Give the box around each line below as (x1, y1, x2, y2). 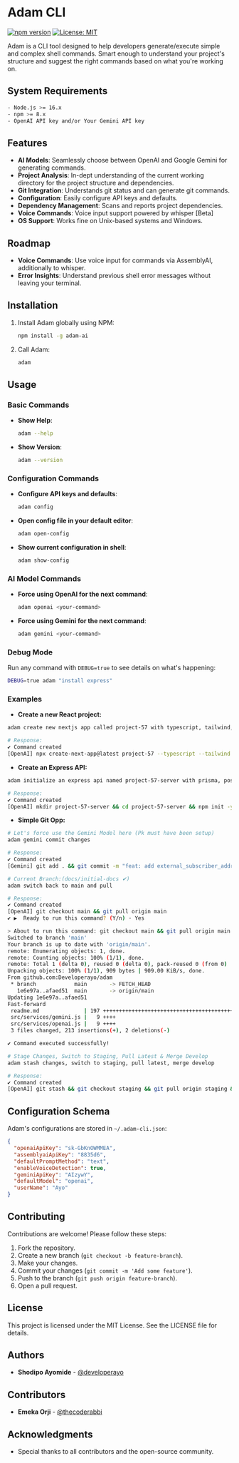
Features (7, 137, 48, 149)
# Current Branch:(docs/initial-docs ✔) (7, 875, 130, 883)
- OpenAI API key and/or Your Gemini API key (7, 117, 144, 125)
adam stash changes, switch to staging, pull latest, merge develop (7, 1059, 215, 1067)
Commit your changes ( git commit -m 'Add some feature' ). (17, 1266, 193, 1275)
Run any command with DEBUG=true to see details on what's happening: (7, 664, 216, 672)
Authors (7, 1349, 45, 1362)
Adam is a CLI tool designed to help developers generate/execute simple (7, 41, 221, 50)
